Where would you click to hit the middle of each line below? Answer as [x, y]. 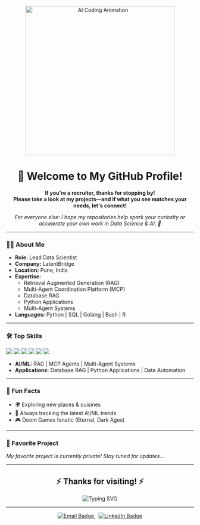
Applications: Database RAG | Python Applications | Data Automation [100, 370]
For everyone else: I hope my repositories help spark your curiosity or [100, 217]
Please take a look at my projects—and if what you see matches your [100, 199]
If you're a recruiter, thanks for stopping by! [100, 193]
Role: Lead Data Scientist [46, 257]
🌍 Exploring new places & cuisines [58, 404]
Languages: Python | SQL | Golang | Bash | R [70, 315]
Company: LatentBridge [44, 264]
